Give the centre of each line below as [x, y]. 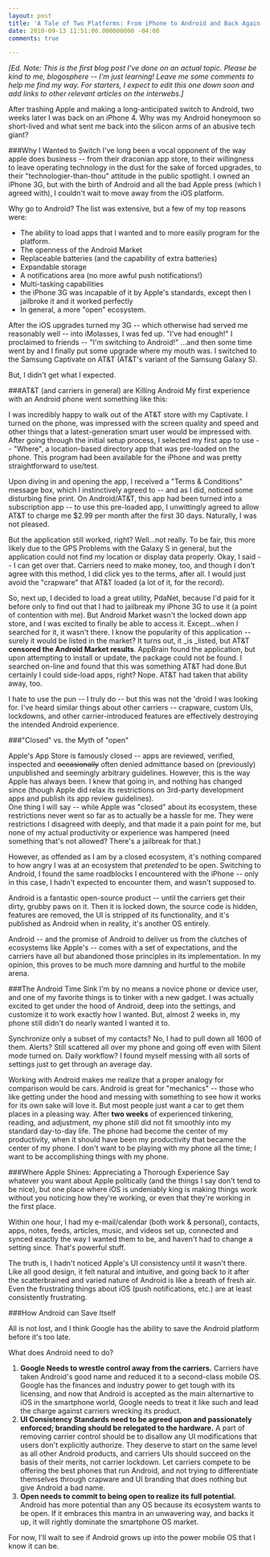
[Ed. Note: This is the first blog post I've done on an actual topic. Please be [133, 68]
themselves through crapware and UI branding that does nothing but [133, 1479]
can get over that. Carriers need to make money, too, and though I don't [136, 565]
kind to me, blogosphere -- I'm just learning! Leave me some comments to [131, 76]
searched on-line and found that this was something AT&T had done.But [127, 666]
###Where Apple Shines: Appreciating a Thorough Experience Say [119, 1172]
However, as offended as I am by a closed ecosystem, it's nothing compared [135, 857]
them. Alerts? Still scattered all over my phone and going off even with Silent [135, 1047]
